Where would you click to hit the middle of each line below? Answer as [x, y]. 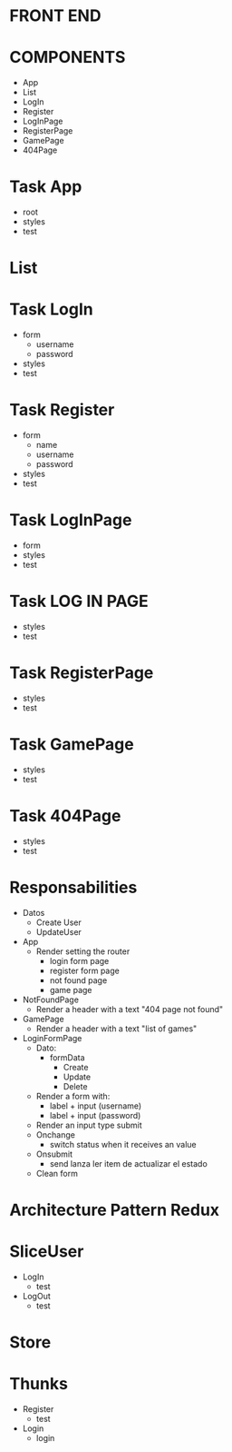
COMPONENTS [68, 58]
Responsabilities [73, 888]
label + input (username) [96, 1106]
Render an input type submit [89, 1125]
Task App [46, 187]
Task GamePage [72, 745]
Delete [75, 1086]
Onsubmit [54, 1154]
